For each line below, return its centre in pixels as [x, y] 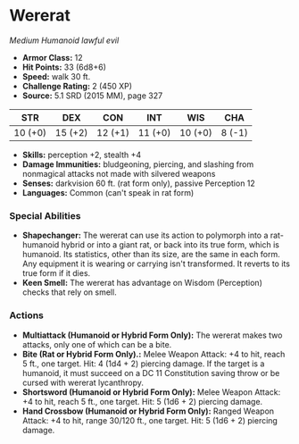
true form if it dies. [56, 273]
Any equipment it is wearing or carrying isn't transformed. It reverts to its [156, 264]
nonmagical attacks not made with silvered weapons [119, 173]
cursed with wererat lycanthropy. [83, 382]
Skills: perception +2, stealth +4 [81, 155]
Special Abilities [45, 215]
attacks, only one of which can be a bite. [97, 344]
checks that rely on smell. [70, 292]
